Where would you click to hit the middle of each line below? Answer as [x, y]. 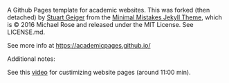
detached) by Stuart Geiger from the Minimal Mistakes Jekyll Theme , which [115, 17]
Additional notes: [31, 59]
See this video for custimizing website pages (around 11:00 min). [99, 72]
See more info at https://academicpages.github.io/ [79, 45]
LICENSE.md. [26, 32]
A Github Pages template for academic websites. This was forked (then [109, 10]
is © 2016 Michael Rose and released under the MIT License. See [100, 25]
